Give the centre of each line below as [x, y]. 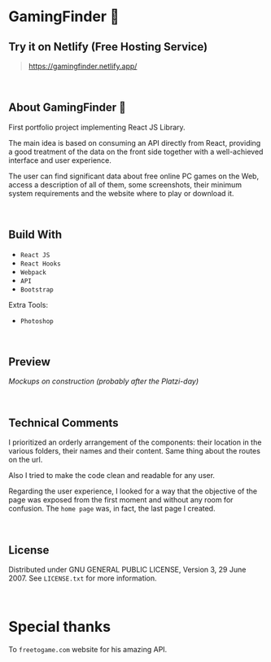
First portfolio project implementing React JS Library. [97, 127]
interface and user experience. [60, 160]
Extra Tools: [28, 305]
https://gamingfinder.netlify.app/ [83, 66]
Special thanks [60, 627]
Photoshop [37, 321]
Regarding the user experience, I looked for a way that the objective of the [133, 491]
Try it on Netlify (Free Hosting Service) [108, 47]
